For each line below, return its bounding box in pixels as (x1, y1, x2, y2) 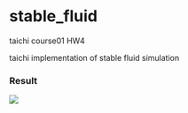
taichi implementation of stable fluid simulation (9, 52, 180, 63)
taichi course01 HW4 (9, 35, 86, 46)
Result (9, 74, 38, 87)
